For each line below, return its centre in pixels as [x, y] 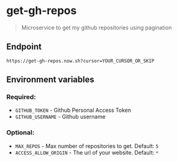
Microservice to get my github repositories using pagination [97, 28]
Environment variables [50, 80]
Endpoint [24, 47]
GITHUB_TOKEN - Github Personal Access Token [73, 110]
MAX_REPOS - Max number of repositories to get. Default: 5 [87, 146]
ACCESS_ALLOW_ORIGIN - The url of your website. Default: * [87, 152]
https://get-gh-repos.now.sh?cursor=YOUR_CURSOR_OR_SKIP [80, 61]
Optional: [20, 133]
